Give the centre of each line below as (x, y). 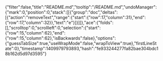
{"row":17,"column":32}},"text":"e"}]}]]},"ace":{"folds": (59, 22)
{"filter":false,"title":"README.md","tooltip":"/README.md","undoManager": (81, 7)
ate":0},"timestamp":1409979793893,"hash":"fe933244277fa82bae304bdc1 (82, 49)
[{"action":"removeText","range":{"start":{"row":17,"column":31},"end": (75, 17)
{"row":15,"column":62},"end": (35, 33)
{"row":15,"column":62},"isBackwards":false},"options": (61, 38)
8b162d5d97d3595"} (26, 54)
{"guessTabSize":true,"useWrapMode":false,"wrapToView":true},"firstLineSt (81, 43)
